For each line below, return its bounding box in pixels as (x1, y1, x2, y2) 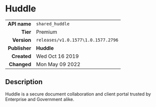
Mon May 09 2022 (36, 61, 81, 68)
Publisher (8, 44, 32, 51)
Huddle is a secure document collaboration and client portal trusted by (5, 91, 151, 97)
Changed (9, 61, 32, 68)
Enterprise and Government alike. (5, 96, 74, 102)
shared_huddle (36, 21, 70, 26)
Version (12, 36, 32, 43)
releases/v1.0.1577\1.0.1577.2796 (36, 37, 119, 43)
